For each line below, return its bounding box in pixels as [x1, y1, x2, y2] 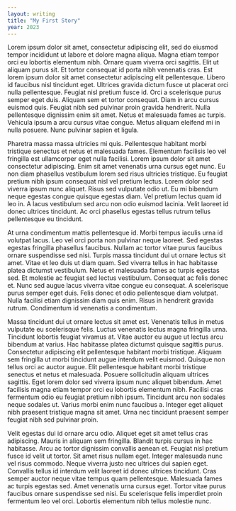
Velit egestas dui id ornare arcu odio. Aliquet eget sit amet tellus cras [7, 429, 208, 438]
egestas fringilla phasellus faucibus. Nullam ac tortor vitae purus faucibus [7, 244, 223, 252]
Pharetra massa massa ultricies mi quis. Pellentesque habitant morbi [7, 140, 207, 148]
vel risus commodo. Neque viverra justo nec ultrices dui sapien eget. [7, 459, 208, 468]
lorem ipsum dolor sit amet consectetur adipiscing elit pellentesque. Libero [7, 73, 225, 82]
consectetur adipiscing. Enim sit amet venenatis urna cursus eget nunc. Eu [7, 162, 225, 171]
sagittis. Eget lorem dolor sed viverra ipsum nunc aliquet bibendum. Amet [7, 378, 222, 386]
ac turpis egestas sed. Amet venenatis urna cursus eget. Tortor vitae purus [7, 482, 227, 490]
